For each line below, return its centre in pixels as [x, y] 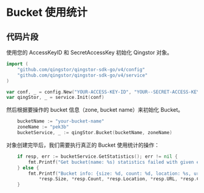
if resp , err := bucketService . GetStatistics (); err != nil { [97, 156]
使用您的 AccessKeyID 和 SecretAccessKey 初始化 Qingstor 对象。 [90, 52]
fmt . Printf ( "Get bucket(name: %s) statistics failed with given [111, 162]
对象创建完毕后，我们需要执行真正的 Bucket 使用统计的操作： [83, 145]
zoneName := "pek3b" [43, 127]
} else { [28, 168]
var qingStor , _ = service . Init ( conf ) [55, 98]
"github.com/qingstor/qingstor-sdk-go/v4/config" [81, 69]
